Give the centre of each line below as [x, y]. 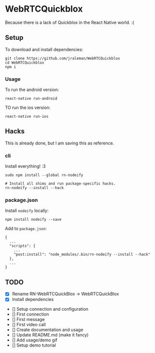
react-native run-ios [27, 117]
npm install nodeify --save [33, 220]
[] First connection [31, 314]
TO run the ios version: [28, 107]
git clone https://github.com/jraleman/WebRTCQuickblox [62, 58]
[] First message [28, 319]
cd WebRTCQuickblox [25, 62]
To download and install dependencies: [44, 49]
